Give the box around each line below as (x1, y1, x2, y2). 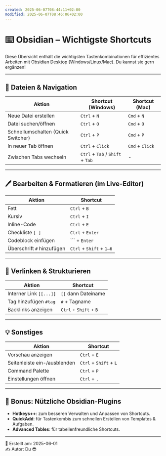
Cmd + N (128, 112, 144, 119)
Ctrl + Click (80, 143, 110, 150)
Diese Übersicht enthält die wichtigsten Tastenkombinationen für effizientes (5, 54, 160, 60)
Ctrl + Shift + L (80, 359, 118, 366)
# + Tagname (61, 298, 91, 305)
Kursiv (7, 213, 23, 220)
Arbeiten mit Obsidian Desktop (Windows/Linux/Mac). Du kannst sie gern (5, 59, 154, 65)
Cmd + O (128, 121, 144, 127)
